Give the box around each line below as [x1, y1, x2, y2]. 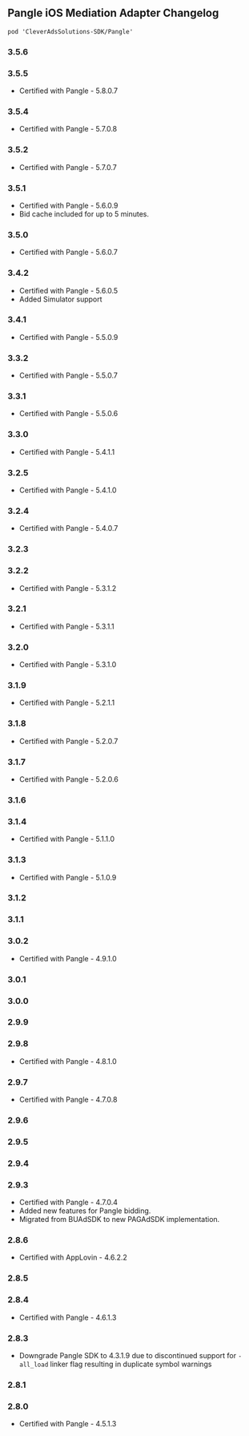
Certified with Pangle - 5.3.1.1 [18, 621, 115, 631]
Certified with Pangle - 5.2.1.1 [18, 698, 115, 708]
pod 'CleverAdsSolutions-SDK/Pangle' [7, 27, 134, 35]
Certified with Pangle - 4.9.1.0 [18, 953, 117, 963]
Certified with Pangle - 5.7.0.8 [18, 124, 118, 134]
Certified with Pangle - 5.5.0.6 [18, 409, 118, 419]
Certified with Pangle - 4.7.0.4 [18, 1198, 118, 1207]
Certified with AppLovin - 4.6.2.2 [18, 1252, 127, 1262]
